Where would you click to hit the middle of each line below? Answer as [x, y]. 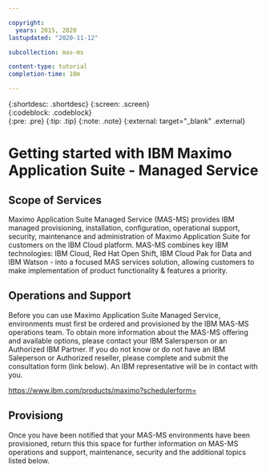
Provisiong [36, 415]
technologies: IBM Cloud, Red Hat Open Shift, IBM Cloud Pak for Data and [130, 253]
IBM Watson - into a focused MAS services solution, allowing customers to [131, 262]
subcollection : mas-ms [46, 52]
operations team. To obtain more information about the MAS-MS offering [128, 332]
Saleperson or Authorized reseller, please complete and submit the [119, 357]
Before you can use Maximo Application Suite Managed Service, [115, 315]
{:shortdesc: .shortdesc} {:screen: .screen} [79, 104]
